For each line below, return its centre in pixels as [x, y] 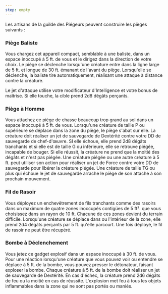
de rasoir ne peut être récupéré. [38, 230]
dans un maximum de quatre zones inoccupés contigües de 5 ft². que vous [83, 208]
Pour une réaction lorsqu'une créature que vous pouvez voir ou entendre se [84, 259]
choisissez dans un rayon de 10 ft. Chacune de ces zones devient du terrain [84, 214]
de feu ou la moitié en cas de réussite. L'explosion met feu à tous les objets [83, 280]
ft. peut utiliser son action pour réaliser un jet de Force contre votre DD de [82, 163]
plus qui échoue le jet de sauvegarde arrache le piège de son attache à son [83, 174]
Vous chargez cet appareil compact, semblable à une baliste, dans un [77, 54]
